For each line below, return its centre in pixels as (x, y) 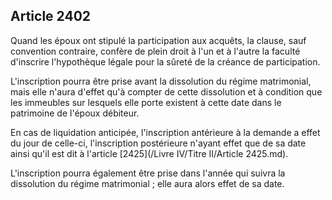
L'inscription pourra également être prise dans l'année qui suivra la (148, 173)
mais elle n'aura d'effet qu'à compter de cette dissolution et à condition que (166, 91)
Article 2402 (51, 16)
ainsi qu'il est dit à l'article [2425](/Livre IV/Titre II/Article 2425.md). (149, 153)
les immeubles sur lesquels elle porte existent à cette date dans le (146, 102)
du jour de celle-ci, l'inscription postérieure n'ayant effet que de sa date (158, 143)
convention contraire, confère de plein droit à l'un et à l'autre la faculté (155, 51)
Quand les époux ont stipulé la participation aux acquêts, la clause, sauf (158, 40)
